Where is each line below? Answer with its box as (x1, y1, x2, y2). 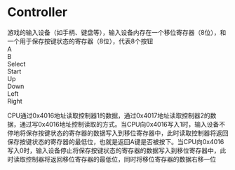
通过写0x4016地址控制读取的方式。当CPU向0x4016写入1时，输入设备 (19, 120, 220, 128)
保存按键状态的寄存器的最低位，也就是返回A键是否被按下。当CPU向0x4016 (7, 137, 224, 146)
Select (7, 59, 26, 68)
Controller (7, 4, 68, 20)
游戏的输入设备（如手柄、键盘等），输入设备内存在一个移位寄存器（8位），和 (7, 28, 227, 36)
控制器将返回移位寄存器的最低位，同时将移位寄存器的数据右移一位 (25, 155, 216, 163)
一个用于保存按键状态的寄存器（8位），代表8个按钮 (7, 36, 154, 45)
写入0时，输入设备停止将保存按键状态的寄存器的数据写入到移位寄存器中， (7, 146, 220, 155)
